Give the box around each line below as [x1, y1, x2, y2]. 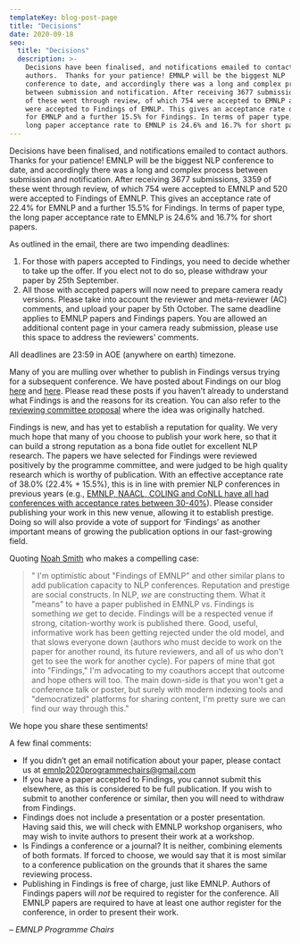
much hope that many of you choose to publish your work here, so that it [9, 431, 277, 442]
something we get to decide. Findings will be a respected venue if [30, 608, 274, 619]
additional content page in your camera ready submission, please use [21, 322, 279, 333]
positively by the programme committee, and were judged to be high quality [9, 460, 288, 470]
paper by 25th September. [21, 275, 119, 286]
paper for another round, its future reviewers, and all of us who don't [30, 647, 284, 656]
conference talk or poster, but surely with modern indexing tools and [30, 684, 284, 695]
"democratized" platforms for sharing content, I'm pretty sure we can [30, 694, 286, 704]
